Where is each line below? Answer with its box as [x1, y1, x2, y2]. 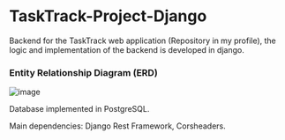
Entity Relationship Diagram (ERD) [9, 66, 159, 78]
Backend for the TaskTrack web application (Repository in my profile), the [9, 35, 276, 46]
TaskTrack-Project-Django [9, 6, 207, 26]
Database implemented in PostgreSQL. [9, 104, 150, 114]
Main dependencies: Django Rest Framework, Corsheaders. [9, 121, 227, 131]
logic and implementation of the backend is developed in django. [9, 44, 244, 55]
